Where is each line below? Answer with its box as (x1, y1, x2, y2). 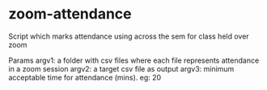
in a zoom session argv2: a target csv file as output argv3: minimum (8, 63, 235, 73)
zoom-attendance (8, 5, 132, 23)
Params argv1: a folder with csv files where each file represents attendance (8, 55, 260, 65)
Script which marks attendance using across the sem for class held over (8, 31, 249, 41)
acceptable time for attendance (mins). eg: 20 (8, 72, 162, 82)
